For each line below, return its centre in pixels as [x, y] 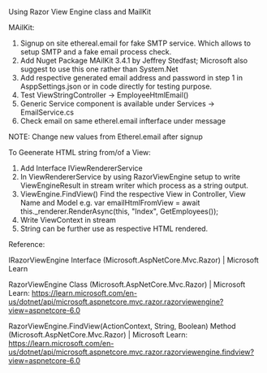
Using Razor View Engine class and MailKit [80, 12]
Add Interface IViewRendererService [82, 168]
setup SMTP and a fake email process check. [96, 52]
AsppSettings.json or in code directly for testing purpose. [116, 86]
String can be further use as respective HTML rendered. [114, 228]
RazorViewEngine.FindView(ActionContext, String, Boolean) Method [123, 326]
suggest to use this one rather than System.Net [99, 69]
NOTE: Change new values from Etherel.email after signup [106, 137]
